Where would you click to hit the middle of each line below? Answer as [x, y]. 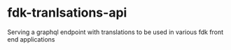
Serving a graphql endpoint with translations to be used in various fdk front [115, 32]
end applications [31, 39]
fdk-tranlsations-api [67, 13]
